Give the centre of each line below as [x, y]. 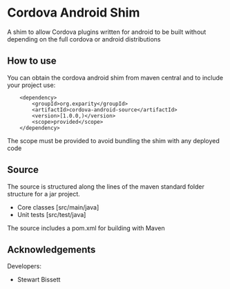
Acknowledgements [51, 249]
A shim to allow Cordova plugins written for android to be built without [107, 32]
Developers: [24, 266]
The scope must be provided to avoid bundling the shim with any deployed [113, 140]
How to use [32, 61]
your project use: [31, 85]
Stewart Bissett [39, 280]
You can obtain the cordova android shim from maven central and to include [115, 77]
